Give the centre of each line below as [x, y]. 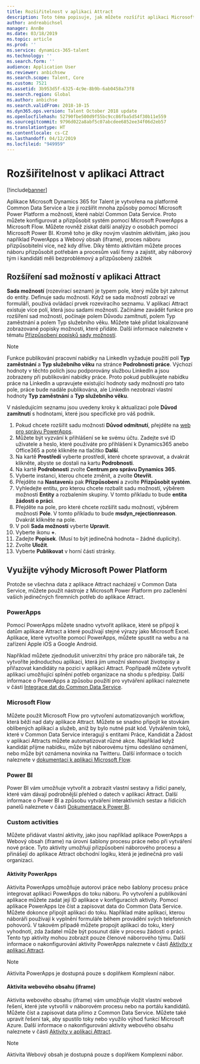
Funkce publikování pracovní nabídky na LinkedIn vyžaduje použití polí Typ [99, 358]
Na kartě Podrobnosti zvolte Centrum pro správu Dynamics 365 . [96, 469]
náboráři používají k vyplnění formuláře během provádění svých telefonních [99, 919]
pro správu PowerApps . [44, 431]
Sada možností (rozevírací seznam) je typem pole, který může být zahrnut [98, 291]
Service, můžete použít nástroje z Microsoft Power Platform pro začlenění [97, 590]
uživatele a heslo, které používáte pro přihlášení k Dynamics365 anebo [102, 444]
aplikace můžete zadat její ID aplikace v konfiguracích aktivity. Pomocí [93, 900]
